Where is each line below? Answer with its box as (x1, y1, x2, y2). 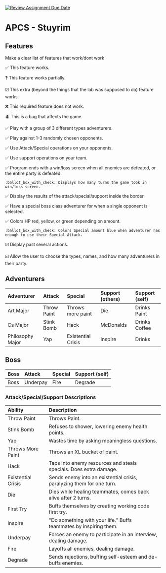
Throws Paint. (48, 415, 81, 422)
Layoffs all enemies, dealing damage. (48, 545, 135, 552)
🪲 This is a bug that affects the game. (5, 114, 83, 119)
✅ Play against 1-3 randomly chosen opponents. (5, 135, 103, 141)
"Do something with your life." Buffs (48, 516, 132, 523)
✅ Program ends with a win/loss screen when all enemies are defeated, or (5, 165, 156, 171)
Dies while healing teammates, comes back (48, 488, 149, 495)
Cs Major (7, 321, 29, 328)
